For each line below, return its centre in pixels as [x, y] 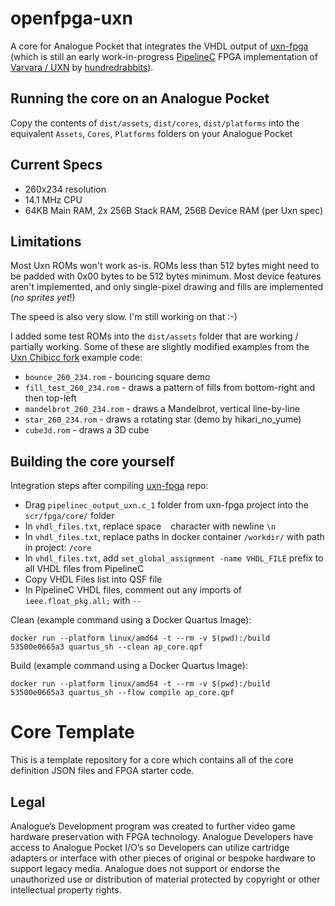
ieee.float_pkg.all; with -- [83, 601]
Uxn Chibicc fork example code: [76, 358]
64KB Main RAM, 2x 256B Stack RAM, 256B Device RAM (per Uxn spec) [174, 210]
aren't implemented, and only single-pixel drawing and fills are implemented [166, 287]
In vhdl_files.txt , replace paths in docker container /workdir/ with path [174, 537]
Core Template [72, 732]
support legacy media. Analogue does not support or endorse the [145, 868]
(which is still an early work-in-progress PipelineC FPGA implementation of [164, 56]
